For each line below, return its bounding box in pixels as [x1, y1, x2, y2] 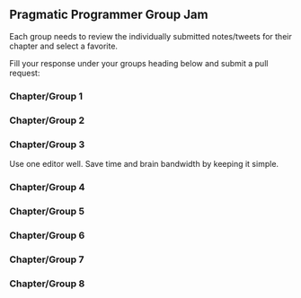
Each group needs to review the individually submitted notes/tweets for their [9, 31, 292, 41]
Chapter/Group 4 [9, 180, 85, 193]
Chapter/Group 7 [9, 253, 84, 266]
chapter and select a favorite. [9, 40, 119, 51]
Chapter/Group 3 [9, 138, 85, 151]
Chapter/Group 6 [9, 229, 85, 241]
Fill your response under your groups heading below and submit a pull [9, 57, 269, 68]
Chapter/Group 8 [9, 277, 85, 290]
